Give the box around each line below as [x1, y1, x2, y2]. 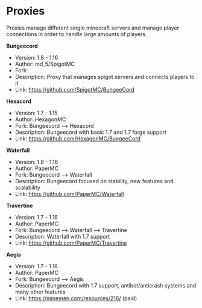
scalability [14, 184, 40, 191]
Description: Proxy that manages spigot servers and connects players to [14, 73, 195, 80]
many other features [14, 288, 66, 295]
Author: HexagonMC [14, 116, 66, 123]
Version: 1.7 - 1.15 [14, 109, 58, 116]
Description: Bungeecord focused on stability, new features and [14, 177, 174, 184]
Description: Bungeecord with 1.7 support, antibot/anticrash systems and [14, 281, 197, 289]
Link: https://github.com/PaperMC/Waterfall [14, 190, 124, 197]
